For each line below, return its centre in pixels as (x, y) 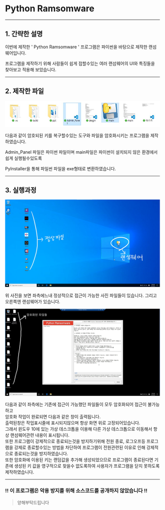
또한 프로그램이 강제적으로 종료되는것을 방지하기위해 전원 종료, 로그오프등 (75, 442)
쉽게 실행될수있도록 (24, 158)
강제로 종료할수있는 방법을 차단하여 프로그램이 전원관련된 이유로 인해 (80, 447)
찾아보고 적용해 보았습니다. (31, 69)
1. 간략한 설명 (24, 34)
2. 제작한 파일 (25, 91)
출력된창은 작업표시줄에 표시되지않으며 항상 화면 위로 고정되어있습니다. (73, 423)
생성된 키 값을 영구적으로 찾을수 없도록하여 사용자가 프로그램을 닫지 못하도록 (87, 466)
